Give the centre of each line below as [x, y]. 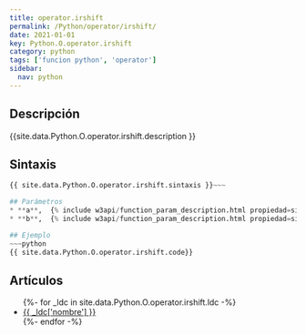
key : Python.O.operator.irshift [71, 43]
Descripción [45, 114]
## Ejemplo [30, 235]
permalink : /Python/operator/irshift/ [83, 26]
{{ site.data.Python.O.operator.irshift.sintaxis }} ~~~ [117, 186]
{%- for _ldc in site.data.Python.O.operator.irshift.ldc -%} [129, 302]
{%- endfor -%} [52, 322]
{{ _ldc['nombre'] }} [59, 312]
